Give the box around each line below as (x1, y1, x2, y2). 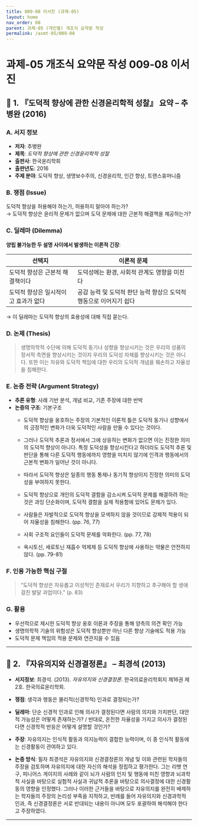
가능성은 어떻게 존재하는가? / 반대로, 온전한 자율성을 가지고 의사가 (21, 716, 172, 723)
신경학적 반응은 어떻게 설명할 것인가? (25, 723, 111, 730)
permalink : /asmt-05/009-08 (6, 31, 75, 37)
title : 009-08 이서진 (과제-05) (6, 8, 80, 15)
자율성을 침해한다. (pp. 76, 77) (29, 518, 100, 525)
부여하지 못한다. (34, 479, 71, 486)
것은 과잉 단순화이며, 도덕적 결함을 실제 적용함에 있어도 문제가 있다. (23, 498, 178, 505)
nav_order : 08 (6, 19, 41, 25)
